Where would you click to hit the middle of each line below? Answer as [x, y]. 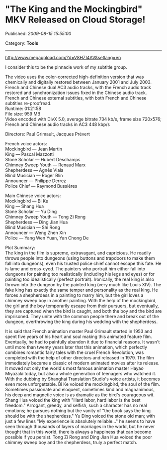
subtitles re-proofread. [28, 103]
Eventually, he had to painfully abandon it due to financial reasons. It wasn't [83, 341]
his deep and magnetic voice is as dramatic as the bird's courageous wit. [80, 395]
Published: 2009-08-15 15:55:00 [38, 33]
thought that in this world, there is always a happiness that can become [78, 432]
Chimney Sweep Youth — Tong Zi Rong [45, 217]
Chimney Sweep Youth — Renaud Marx [45, 165]
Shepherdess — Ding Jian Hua [37, 222]
